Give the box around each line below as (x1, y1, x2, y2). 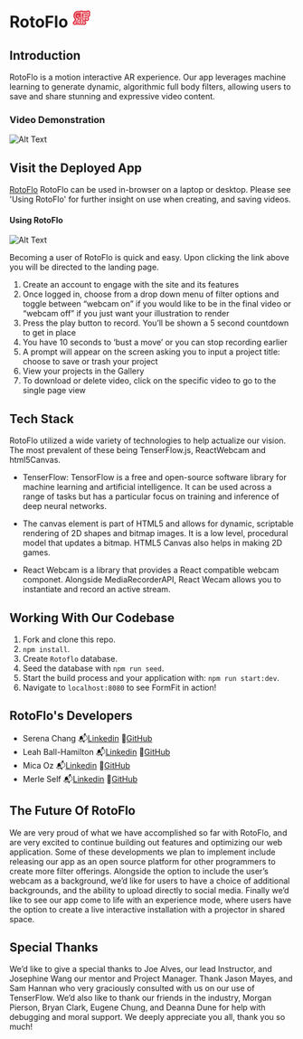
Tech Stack (9, 411, 74, 427)
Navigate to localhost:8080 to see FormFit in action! (22, 682, 217, 693)
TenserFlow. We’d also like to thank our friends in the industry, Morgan (9, 993, 272, 1004)
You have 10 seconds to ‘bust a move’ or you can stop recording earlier (22, 337, 288, 348)
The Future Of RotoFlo (9, 803, 136, 818)
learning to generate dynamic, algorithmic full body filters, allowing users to (9, 81, 291, 92)
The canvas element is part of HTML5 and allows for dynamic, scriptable (22, 518, 294, 529)
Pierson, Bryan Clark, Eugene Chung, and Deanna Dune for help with (9, 1002, 266, 1013)
